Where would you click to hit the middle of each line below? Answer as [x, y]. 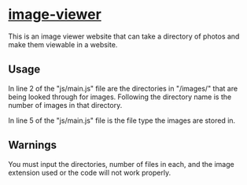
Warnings [33, 145]
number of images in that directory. [65, 105]
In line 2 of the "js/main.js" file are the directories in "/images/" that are [123, 88]
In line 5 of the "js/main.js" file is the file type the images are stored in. [122, 120]
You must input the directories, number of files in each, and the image [121, 164]
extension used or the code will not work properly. [90, 172]
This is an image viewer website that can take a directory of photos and [124, 36]
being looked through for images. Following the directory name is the [120, 97]
